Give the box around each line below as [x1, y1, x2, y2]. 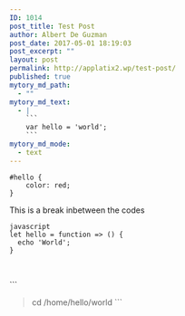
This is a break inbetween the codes [9, 205, 145, 215]
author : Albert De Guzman [9, 30, 107, 39]
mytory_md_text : [9, 97, 71, 107]
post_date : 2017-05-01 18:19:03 [9, 38, 131, 48]
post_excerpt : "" [9, 47, 75, 56]
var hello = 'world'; [25, 123, 107, 132]
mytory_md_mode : [9, 139, 71, 148]
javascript [9, 222, 51, 231]
